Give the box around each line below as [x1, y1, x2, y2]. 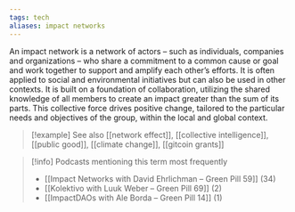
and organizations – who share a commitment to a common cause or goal [9, 55, 279, 66]
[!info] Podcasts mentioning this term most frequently [30, 156, 228, 167]
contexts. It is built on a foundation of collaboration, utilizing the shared [9, 84, 270, 94]
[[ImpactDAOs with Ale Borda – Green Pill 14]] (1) [44, 192, 223, 203]
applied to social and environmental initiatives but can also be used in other [9, 74, 286, 85]
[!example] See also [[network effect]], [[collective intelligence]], [30, 129, 269, 140]
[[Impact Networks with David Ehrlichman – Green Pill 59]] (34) [44, 173, 276, 183]
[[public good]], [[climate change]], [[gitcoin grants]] [30, 139, 225, 150]
